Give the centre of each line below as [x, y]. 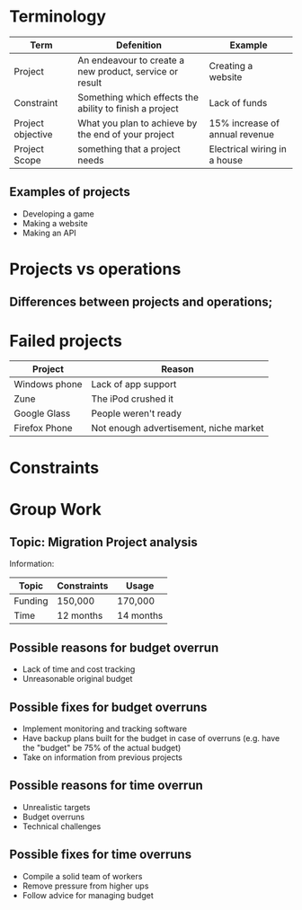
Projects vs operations [95, 269]
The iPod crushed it [132, 399]
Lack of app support [134, 384]
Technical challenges [62, 826]
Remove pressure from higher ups [85, 886]
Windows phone [48, 384]
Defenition [139, 45]
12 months [80, 615]
